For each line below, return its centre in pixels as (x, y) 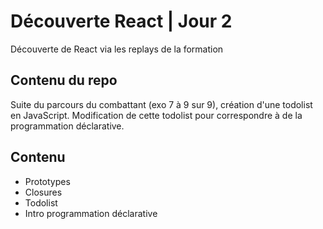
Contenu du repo (64, 80)
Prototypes (47, 181)
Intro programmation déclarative (91, 213)
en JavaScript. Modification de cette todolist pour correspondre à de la (156, 115)
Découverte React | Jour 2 (121, 21)
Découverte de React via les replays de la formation (117, 49)
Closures (43, 192)
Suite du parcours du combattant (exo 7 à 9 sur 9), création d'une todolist (161, 104)
